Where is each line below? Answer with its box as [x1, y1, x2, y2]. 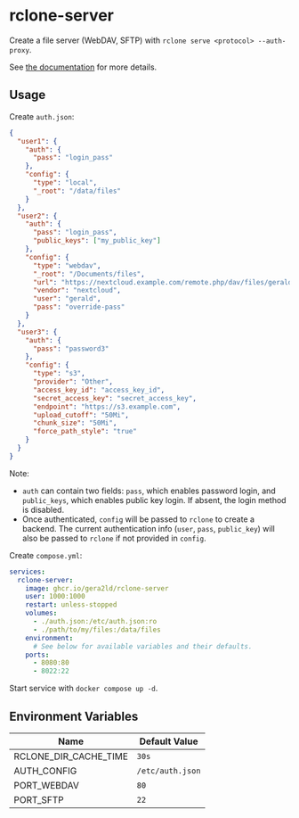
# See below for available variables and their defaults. [32, 641, 253, 651]
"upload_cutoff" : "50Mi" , [32, 410, 129, 419]
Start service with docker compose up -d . [9, 683, 158, 694]
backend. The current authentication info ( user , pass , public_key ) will [21, 523, 276, 533]
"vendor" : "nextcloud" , [32, 286, 122, 295]
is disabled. [21, 504, 65, 515]
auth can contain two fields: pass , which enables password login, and [21, 485, 276, 496]
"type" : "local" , [32, 178, 98, 187]
